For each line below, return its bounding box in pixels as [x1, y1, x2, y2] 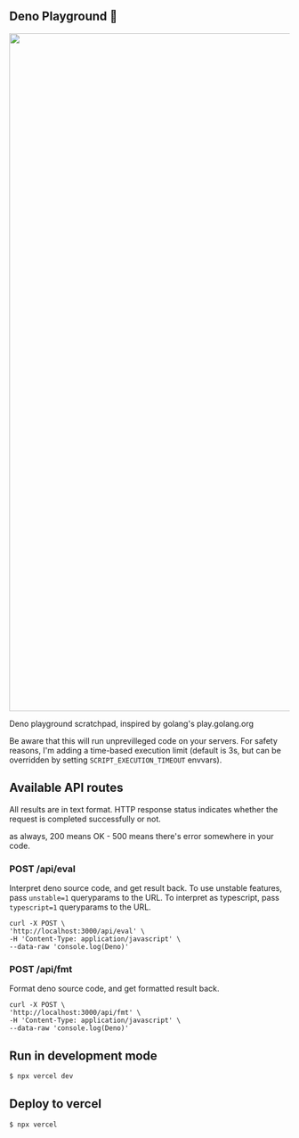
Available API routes [9, 780, 124, 796]
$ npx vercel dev [9, 1072, 74, 1081]
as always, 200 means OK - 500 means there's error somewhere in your [9, 830, 274, 841]
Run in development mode [9, 1048, 158, 1063]
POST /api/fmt [9, 962, 73, 975]
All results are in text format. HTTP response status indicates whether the [9, 804, 279, 814]
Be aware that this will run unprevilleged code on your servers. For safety [9, 735, 279, 746]
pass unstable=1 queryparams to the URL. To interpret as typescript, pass [9, 892, 280, 903]
